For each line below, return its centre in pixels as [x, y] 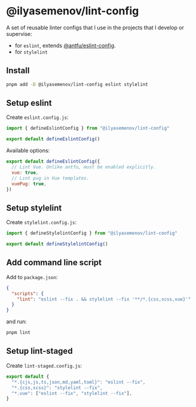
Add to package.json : [32, 277]
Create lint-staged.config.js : [44, 365]
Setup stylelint [34, 208]
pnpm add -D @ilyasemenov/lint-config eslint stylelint [77, 84]
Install [18, 71]
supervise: [19, 33]
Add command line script [54, 263]
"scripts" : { [28, 293]
